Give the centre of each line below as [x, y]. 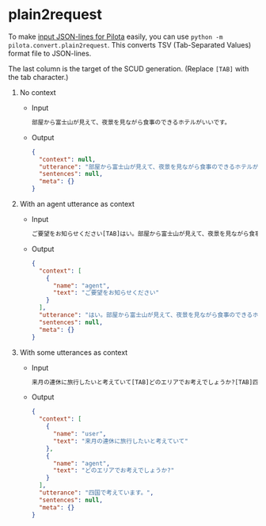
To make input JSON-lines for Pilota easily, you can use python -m [116, 36]
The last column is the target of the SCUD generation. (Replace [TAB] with [129, 68]
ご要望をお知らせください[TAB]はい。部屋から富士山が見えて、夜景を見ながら [140, 234]
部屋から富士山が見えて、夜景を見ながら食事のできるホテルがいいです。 [131, 122]
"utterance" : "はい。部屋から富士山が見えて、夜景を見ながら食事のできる [146, 315]
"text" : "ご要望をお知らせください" [106, 293]
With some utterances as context [74, 352]
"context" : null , [67, 159]
